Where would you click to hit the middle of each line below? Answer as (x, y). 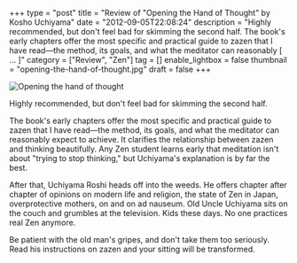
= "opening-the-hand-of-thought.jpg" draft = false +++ (110, 69)
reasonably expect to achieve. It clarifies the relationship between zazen (141, 139)
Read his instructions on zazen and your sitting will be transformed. (132, 249)
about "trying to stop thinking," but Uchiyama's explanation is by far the (140, 158)
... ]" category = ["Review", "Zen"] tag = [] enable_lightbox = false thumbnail (148, 60)
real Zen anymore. (43, 222)
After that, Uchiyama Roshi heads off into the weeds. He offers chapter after (148, 185)
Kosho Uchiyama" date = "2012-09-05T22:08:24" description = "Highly (141, 22)
